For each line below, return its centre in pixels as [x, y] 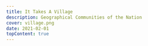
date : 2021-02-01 [28, 28]
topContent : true [28, 34]
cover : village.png [30, 23]
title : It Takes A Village [40, 12]
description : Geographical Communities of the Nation [74, 17]
